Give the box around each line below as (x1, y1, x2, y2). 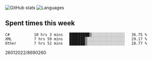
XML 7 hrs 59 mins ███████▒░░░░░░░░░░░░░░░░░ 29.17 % (5, 36, 148, 42)
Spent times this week (5, 19, 75, 27)
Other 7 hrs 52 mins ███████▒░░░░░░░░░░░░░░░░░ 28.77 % (5, 41, 148, 46)
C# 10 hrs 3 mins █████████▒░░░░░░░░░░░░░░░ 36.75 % (5, 32, 148, 37)
